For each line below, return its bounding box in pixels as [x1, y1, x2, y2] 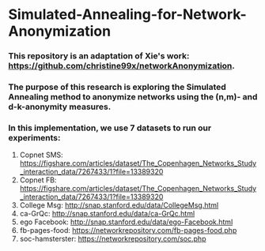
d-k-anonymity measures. [8, 101, 112, 112]
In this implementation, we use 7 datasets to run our [8, 122, 212, 133]
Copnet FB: [19, 175, 57, 185]
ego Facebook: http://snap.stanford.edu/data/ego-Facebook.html [19, 217, 233, 227]
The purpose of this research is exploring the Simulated [8, 81, 227, 92]
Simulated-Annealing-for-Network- [8, 6, 247, 24]
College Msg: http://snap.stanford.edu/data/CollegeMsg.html [19, 200, 219, 210]
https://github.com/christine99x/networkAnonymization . [8, 61, 235, 72]
